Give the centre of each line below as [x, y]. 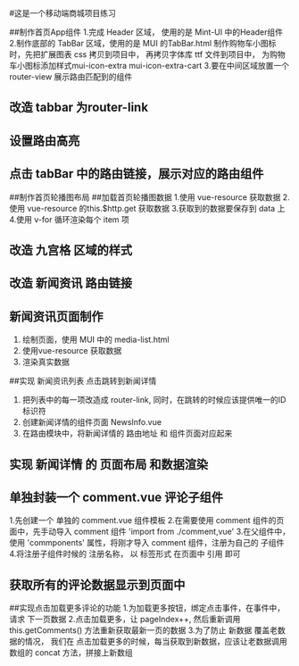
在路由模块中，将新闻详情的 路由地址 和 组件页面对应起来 [127, 433]
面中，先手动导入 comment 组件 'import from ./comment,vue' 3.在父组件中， [150, 532]
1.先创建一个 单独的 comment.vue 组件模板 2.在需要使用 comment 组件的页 [147, 520]
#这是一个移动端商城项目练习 [62, 13]
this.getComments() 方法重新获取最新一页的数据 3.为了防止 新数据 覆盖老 [144, 630]
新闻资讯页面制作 [56, 316]
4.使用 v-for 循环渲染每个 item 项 [69, 219]
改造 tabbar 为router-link [79, 108]
